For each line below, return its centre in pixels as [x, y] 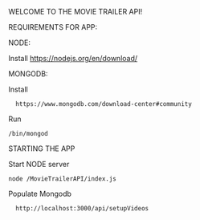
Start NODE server [39, 164]
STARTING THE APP [42, 149]
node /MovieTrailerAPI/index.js [62, 179]
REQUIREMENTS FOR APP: [53, 27]
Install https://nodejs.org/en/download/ [73, 58]
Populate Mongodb [40, 194]
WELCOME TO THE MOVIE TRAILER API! [76, 12]
